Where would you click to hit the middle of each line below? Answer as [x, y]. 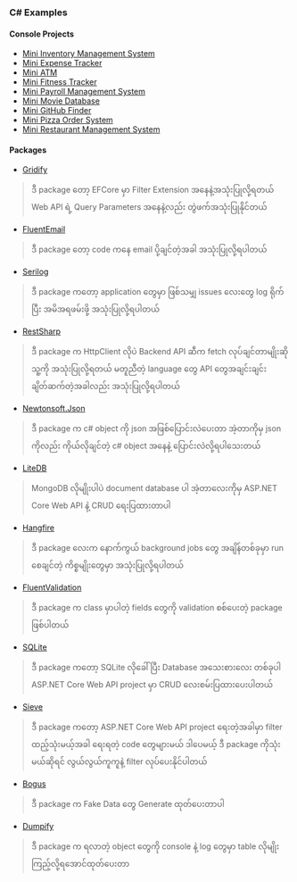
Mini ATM [40, 72]
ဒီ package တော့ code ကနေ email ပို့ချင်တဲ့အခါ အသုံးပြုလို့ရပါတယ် [149, 250]
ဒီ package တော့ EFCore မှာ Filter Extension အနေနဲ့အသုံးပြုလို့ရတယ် [153, 190]
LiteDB [34, 468]
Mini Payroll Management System [83, 92]
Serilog [35, 272]
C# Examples [39, 12]
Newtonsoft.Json [54, 409]
